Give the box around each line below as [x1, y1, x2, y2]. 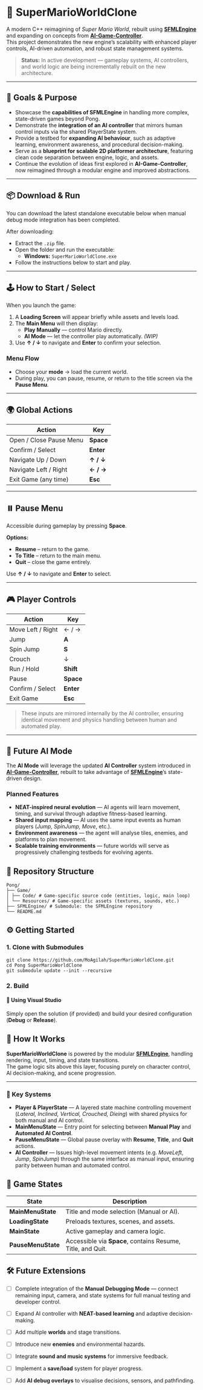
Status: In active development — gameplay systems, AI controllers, [21, 56, 189, 64]
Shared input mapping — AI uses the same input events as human [14, 816, 181, 824]
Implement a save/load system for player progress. [14, 1365, 143, 1372]
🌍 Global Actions [6, 405, 73, 415]
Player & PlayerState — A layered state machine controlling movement [14, 1104, 192, 1111]
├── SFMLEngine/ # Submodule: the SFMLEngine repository [6, 903, 153, 910]
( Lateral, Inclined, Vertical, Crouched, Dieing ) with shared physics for [14, 1110, 187, 1117]
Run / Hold [9, 665, 39, 674]
